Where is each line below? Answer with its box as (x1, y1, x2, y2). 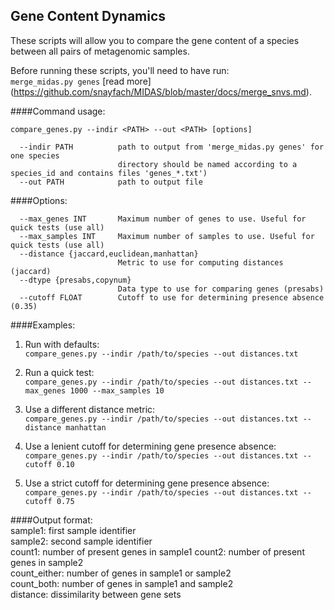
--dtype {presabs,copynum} (19, 275, 132, 285)
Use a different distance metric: (24, 403, 156, 415)
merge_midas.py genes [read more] (10, 75, 152, 87)
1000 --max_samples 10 (69, 385, 165, 396)
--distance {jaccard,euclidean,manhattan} (19, 249, 199, 259)
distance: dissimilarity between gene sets (10, 588, 182, 600)
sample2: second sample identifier (10, 535, 153, 547)
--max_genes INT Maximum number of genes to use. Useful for (19, 214, 307, 224)
